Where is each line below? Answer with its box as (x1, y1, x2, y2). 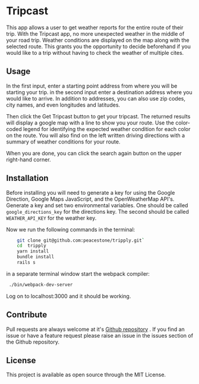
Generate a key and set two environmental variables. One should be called (6, 201, 188, 209)
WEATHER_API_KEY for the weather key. (6, 214, 97, 221)
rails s (17, 260, 36, 266)
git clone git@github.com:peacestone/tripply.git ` (17, 237, 145, 243)
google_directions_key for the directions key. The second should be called (6, 208, 189, 215)
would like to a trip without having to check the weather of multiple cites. (6, 49, 184, 56)
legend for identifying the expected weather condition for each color (23, 125, 191, 132)
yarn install (17, 248, 49, 254)
